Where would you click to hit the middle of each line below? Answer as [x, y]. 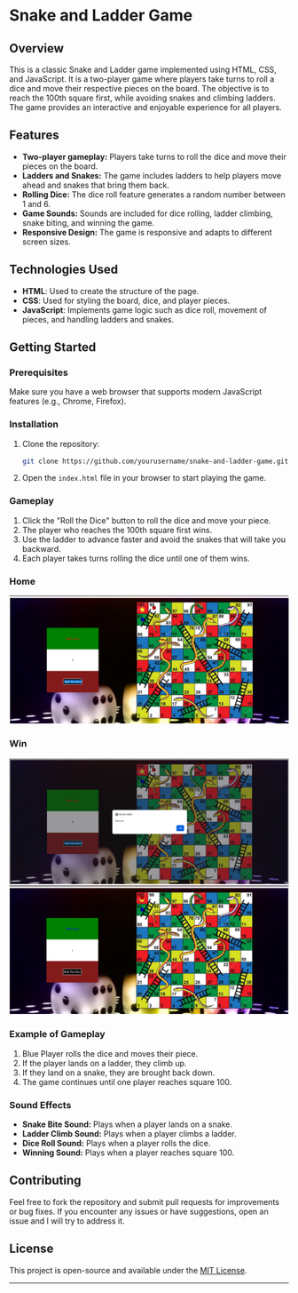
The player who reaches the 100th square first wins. [117, 530]
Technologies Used [63, 270]
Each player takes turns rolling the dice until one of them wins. [136, 558]
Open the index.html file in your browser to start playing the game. [144, 478]
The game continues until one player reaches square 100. [127, 1081]
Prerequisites [39, 372]
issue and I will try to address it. [67, 1221]
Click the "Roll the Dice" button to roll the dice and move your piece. [146, 520]
